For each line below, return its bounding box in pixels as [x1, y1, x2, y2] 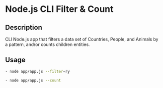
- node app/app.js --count [5, 78, 61, 83]
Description [5, 23, 42, 32]
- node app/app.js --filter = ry [5, 69, 70, 74]
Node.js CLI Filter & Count [5, 3, 114, 15]
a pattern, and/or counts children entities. [5, 42, 90, 47]
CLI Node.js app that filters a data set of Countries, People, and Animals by [5, 36, 159, 42]
